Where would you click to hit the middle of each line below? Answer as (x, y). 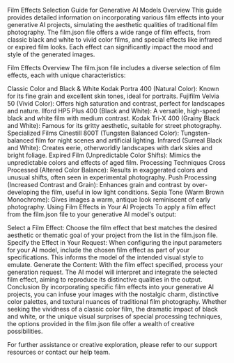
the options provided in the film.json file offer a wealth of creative (101, 324)
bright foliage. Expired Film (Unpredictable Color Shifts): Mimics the (104, 155)
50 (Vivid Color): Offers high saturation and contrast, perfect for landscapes (116, 103)
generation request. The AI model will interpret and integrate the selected (112, 272)
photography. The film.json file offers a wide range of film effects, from (109, 32)
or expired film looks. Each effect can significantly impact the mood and (110, 47)
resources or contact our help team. (59, 352)
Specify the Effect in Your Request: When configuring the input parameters (115, 242)
